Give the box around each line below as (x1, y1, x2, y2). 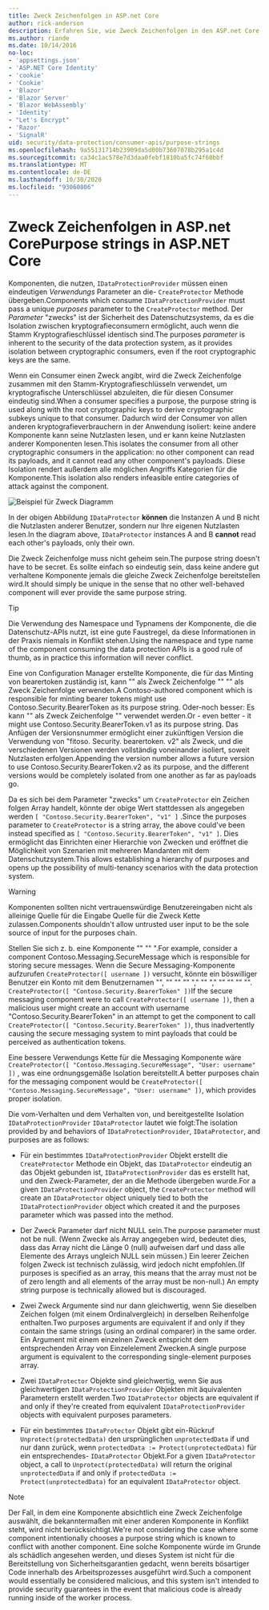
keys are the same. (8, 354, 71, 365)
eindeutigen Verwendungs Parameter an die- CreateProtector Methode (8, 286, 244, 297)
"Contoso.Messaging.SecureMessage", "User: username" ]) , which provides (8, 1085, 257, 1094)
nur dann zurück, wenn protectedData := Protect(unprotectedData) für (19, 1442, 257, 1452)
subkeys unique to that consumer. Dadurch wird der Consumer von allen (8, 413, 247, 423)
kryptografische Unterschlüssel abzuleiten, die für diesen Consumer (8, 387, 234, 397)
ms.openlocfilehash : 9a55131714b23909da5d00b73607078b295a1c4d (8, 146, 224, 154)
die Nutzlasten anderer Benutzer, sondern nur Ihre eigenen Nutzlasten (8, 520, 240, 530)
